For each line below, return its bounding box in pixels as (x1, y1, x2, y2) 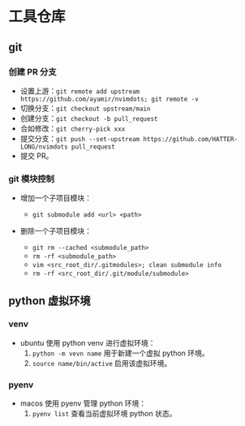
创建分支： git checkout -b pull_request (19, 113, 158, 123)
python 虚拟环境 (8, 294, 91, 308)
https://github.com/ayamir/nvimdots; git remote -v (19, 95, 199, 103)
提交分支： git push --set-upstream (19, 133, 140, 143)
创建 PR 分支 (8, 66, 57, 77)
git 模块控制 (8, 173, 55, 184)
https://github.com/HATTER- (143, 135, 238, 143)
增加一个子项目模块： (19, 193, 92, 203)
